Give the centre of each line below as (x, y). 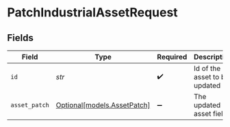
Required (172, 57)
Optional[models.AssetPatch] (103, 105)
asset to (207, 77)
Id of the (207, 68)
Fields (21, 38)
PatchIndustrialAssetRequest (92, 13)
